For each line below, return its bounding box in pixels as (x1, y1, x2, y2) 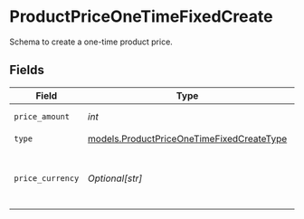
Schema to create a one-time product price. (9, 36, 174, 47)
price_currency (14, 173, 80, 183)
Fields (9, 62, 45, 78)
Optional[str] (87, 172, 143, 185)
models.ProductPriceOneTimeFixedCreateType (87, 133, 288, 146)
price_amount (14, 111, 71, 121)
